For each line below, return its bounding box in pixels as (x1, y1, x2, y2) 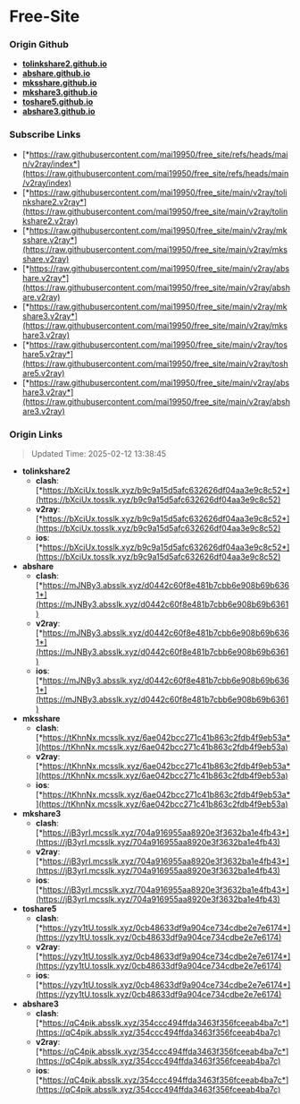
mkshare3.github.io (21, 87, 98, 98)
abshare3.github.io (21, 106, 96, 117)
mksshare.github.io (21, 78, 97, 89)
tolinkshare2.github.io (21, 58, 107, 69)
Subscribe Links (9, 128, 81, 141)
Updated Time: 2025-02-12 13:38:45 (30, 449, 167, 459)
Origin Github (9, 39, 70, 51)
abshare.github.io (21, 68, 91, 79)
